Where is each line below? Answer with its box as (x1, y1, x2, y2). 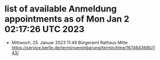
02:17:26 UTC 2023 (4, 24, 84, 35)
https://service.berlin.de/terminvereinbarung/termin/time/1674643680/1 (11, 45, 155, 50)
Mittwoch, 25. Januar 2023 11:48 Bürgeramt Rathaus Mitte (11, 39, 128, 45)
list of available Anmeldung (4, 3, 117, 14)
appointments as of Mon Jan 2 (4, 13, 129, 24)
